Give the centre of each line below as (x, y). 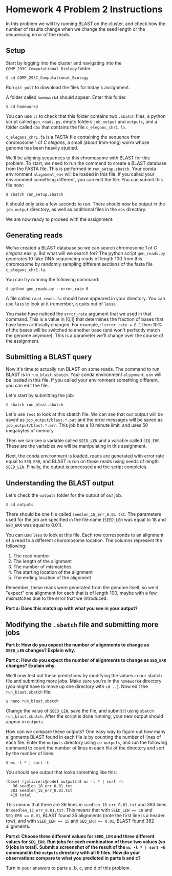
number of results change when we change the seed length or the (76, 29)
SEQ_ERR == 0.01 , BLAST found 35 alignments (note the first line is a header (85, 815)
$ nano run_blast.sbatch (32, 701)
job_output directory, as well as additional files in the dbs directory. (76, 209)
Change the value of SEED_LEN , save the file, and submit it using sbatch (80, 711)
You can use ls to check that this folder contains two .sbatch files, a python (86, 116)
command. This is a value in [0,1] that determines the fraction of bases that (84, 319)
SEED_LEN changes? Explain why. (41, 650)
